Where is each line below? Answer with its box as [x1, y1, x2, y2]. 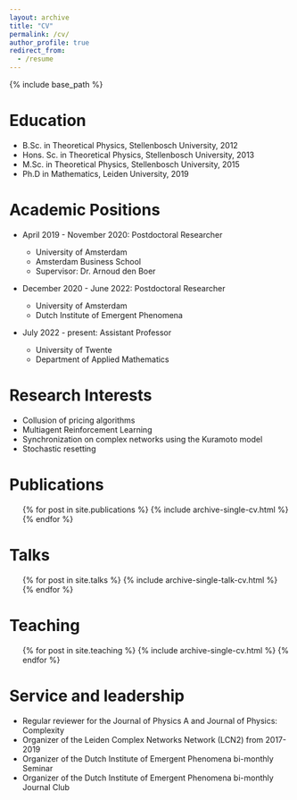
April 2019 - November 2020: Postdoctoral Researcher [21, 229, 223, 240]
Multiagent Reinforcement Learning [21, 424, 153, 434]
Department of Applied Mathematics [35, 354, 169, 365]
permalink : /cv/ [9, 29, 70, 38]
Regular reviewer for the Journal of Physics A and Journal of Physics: [21, 715, 278, 726]
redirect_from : [9, 46, 66, 55]
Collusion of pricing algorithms [21, 415, 136, 425]
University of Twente [35, 344, 113, 355]
